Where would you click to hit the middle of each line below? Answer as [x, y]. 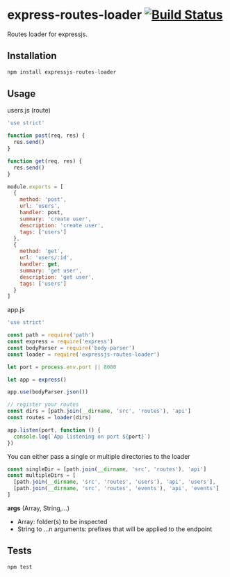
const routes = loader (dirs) [49, 418]
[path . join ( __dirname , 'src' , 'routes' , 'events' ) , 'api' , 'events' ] [116, 489]
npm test [20, 567]
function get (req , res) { [44, 161]
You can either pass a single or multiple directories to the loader [99, 456]
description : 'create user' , [62, 225]
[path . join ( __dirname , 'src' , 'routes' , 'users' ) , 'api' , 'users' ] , [115, 482]
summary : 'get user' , [51, 270]
